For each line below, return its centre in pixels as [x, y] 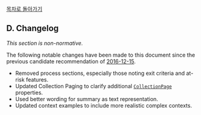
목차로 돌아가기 [24, 9]
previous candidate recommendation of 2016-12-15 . [71, 61]
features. [37, 79]
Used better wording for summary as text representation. [86, 99]
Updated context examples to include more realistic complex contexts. [104, 105]
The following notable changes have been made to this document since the [101, 55]
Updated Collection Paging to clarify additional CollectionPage [93, 86]
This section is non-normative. [45, 43]
